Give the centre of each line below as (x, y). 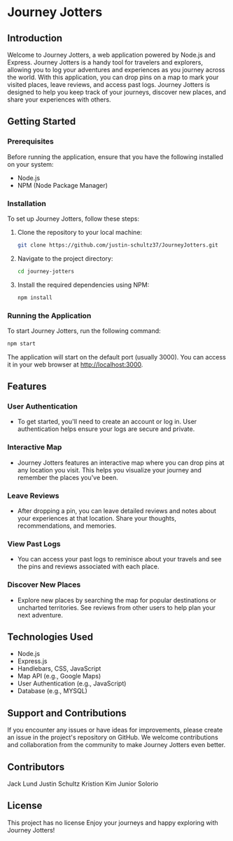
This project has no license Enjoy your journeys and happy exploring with (113, 822)
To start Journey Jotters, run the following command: (84, 331)
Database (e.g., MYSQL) (52, 691)
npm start (22, 343)
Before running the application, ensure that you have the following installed (115, 157)
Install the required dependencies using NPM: (83, 285)
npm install (35, 298)
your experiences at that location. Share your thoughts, (97, 519)
